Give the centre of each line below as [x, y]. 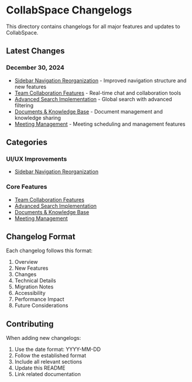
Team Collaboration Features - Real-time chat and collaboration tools [98, 93]
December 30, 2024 [35, 68]
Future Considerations [41, 305]
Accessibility [30, 293]
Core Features [27, 187]
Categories [27, 142]
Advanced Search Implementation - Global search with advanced [93, 99]
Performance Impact [39, 300]
